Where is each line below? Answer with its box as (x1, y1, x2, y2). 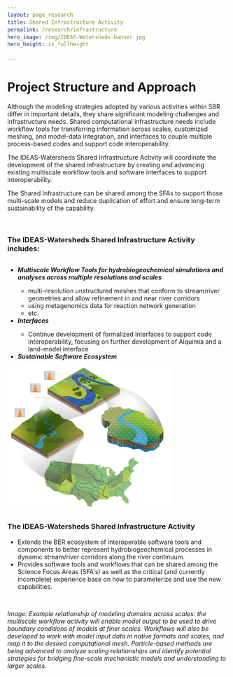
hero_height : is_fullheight (7, 41, 90, 48)
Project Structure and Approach (7, 79, 197, 95)
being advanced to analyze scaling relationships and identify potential (7, 646, 211, 655)
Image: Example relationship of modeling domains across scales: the (7, 609, 206, 617)
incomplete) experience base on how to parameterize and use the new (17, 575, 222, 583)
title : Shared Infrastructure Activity (7, 18, 124, 26)
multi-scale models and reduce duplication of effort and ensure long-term (7, 196, 220, 204)
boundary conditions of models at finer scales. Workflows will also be (7, 624, 209, 633)
